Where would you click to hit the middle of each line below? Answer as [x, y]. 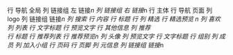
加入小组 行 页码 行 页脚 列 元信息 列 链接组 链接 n [93, 45]
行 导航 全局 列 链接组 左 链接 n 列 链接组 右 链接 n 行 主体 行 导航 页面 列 [110, 10]
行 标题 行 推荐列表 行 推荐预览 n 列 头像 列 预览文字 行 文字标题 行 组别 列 [112, 36]
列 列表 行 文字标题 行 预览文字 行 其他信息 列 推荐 [79, 28]
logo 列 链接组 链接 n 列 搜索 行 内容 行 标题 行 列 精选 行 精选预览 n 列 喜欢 [114, 19]
